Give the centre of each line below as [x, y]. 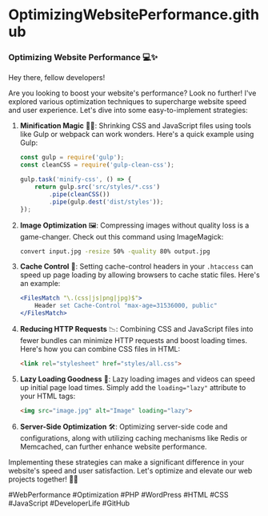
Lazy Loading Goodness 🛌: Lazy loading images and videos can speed [138, 379]
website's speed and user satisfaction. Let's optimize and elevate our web [130, 470]
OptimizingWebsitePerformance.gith [134, 15]
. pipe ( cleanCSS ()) [80, 194]
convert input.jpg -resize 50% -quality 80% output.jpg [115, 251]
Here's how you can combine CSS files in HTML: [100, 349]
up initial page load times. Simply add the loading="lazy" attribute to [133, 387]
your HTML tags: [48, 396]
